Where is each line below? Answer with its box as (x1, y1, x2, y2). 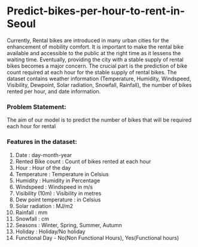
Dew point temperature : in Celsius (15, 196, 101, 203)
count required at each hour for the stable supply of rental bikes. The (7, 68, 177, 76)
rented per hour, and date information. (7, 88, 101, 95)
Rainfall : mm (15, 209, 48, 216)
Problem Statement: (7, 103, 66, 111)
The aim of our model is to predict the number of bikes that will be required (7, 116, 192, 123)
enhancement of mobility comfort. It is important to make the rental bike (7, 43, 184, 50)
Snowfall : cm (15, 215, 50, 222)
